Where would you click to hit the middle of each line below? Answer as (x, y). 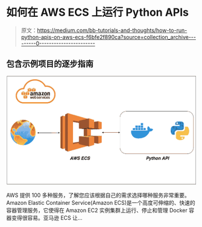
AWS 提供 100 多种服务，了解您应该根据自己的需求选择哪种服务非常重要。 (98, 195)
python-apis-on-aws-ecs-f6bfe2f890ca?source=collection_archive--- (108, 37)
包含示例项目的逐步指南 (50, 64)
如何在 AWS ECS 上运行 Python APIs (97, 12)
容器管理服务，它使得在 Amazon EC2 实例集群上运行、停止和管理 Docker (97, 210)
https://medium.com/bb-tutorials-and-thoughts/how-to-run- (112, 30)
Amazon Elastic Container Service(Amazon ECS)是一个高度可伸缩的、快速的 (101, 203)
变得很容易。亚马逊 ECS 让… (47, 218)
